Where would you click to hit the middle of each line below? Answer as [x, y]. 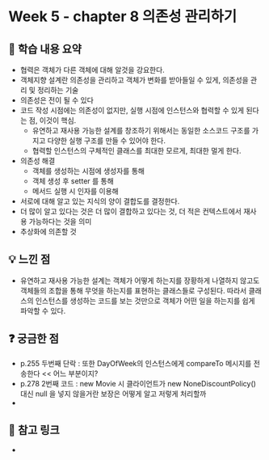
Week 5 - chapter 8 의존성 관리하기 [122, 17]
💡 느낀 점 [29, 260]
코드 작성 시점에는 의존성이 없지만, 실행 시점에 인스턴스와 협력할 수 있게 [132, 110]
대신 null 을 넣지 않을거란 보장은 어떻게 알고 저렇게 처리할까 [113, 394]
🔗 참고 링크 [34, 430]
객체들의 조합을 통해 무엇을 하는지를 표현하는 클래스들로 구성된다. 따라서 [133, 290]
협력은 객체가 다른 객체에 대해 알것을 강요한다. [92, 70]
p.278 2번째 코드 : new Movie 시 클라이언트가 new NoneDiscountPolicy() [138, 383]
